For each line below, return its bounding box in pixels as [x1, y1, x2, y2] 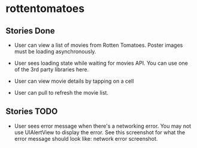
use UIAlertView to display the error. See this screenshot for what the [14, 128, 186, 136]
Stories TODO [5, 107, 58, 117]
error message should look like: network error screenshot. [14, 135, 158, 142]
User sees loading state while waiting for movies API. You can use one [14, 59, 188, 67]
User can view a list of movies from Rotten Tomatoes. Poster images [14, 41, 183, 49]
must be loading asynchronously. [14, 48, 96, 55]
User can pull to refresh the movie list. [14, 89, 109, 96]
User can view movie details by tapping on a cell [14, 77, 134, 84]
